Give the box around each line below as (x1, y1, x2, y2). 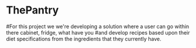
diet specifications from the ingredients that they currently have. (6, 35, 161, 42)
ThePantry (6, 4, 59, 17)
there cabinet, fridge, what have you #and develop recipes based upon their (6, 29, 190, 36)
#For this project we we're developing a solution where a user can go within (6, 23, 190, 30)
